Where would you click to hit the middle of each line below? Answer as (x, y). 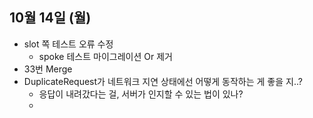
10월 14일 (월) (50, 18)
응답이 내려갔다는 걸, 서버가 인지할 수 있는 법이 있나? (141, 94)
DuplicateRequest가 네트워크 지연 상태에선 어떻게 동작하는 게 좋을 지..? (163, 81)
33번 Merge (48, 69)
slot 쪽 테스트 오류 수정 (68, 44)
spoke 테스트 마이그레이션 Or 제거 (105, 56)
